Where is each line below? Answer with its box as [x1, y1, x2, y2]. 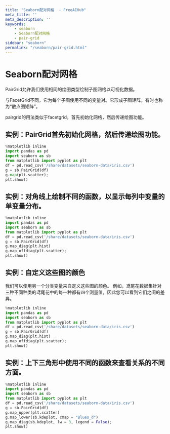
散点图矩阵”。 [12, 103, 40, 109]
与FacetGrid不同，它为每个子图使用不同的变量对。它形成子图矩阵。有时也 [5, 97, 159, 103]
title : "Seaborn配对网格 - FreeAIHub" [5, 7, 87, 13]
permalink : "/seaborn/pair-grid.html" [5, 45, 87, 50]
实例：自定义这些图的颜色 [5, 268, 85, 277]
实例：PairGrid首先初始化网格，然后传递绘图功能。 [5, 130, 165, 139]
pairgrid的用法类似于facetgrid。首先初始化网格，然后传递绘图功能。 [5, 114, 147, 120]
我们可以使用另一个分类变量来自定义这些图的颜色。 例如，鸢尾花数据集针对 [5, 283, 162, 289]
